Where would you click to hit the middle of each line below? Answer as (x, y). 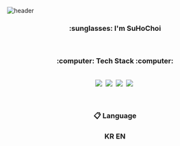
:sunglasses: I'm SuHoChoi (115, 28)
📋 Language (115, 115)
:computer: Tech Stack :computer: (115, 61)
